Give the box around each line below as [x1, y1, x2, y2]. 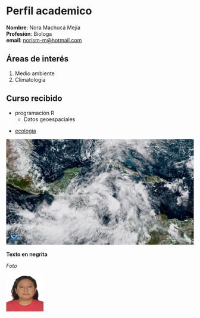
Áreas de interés [6, 54, 69, 64]
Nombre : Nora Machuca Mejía [6, 24, 80, 31]
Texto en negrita [6, 251, 48, 258]
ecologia [14, 127, 36, 134]
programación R [14, 109, 55, 116]
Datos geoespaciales [23, 115, 76, 123]
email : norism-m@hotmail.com [6, 36, 82, 44]
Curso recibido [6, 94, 62, 104]
